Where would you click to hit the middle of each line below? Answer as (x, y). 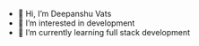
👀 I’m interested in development (76, 23)
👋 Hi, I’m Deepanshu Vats (65, 14)
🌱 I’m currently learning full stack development (104, 32)
